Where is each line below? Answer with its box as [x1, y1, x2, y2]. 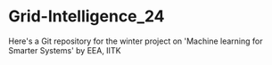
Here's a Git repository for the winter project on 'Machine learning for [8, 36, 263, 46]
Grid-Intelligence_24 [8, 6, 166, 27]
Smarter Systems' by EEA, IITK [8, 45, 121, 55]
